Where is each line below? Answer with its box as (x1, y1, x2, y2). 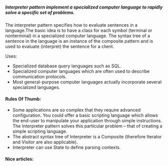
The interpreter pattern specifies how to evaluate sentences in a (5, 22, 138, 28)
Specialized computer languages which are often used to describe (12, 68, 150, 74)
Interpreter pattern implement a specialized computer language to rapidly (5, 4, 163, 10)
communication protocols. (12, 73, 67, 79)
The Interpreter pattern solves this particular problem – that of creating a (12, 123, 162, 129)
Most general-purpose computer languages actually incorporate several (12, 78, 162, 85)
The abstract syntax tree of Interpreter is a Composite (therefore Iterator (12, 134, 162, 140)
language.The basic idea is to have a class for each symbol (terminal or (5, 27, 152, 33)
